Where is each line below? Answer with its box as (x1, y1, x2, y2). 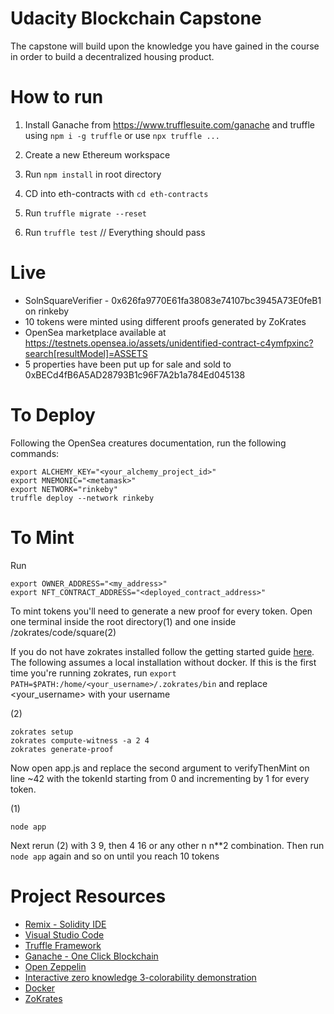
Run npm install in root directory (24, 168, 162, 180)
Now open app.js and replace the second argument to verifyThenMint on (10, 762, 310, 774)
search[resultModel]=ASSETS (24, 347, 148, 359)
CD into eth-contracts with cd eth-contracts (24, 187, 209, 199)
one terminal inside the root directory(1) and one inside (10, 615, 237, 627)
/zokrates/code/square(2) (10, 626, 117, 638)
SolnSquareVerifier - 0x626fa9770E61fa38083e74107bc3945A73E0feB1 (24, 294, 322, 306)
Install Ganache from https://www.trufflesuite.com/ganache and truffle (24, 118, 315, 131)
